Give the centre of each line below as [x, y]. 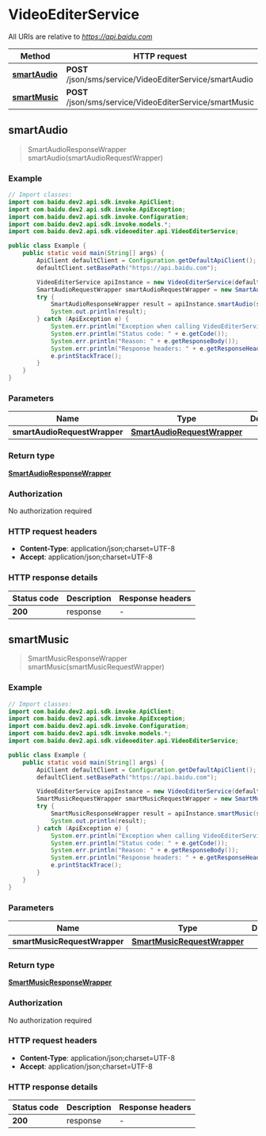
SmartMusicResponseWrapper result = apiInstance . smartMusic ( [154, 814]
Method [35, 55]
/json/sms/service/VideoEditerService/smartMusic [160, 102]
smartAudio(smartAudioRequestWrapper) [95, 158]
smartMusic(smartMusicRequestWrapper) [96, 667]
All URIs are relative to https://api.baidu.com [80, 36]
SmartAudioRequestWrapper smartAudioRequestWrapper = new [134, 290]
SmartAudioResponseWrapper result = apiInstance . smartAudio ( [154, 304]
